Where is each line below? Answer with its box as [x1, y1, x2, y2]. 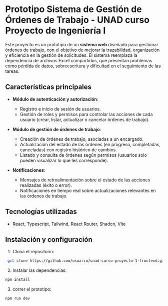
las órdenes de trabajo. [19, 192, 67, 199]
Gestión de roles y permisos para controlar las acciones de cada [19, 111, 153, 117]
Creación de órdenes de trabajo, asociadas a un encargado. [19, 136, 144, 142]
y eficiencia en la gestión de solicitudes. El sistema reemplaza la [5, 52, 137, 58]
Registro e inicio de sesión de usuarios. [19, 106, 101, 112]
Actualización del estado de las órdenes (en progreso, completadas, [19, 141, 161, 147]
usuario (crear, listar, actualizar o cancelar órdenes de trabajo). [19, 117, 150, 123]
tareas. [5, 68, 20, 74]
